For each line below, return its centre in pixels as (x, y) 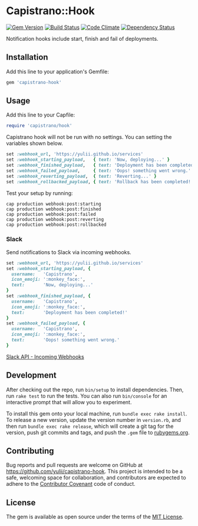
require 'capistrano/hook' (39, 126)
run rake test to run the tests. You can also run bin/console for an (87, 396)
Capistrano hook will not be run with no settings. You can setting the (89, 137)
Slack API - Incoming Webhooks (45, 356)
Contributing (30, 451)
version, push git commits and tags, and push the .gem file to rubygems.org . (98, 432)
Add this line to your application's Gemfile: (57, 72)
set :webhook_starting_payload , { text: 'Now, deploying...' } (88, 160)
